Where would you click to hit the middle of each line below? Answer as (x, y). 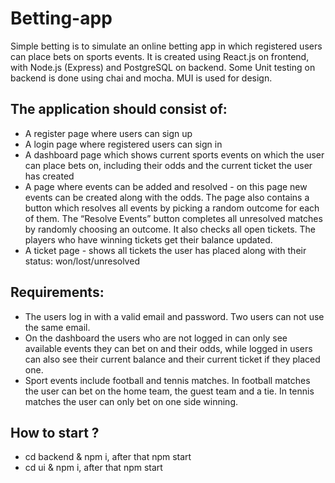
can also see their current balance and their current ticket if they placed (172, 359)
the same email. (57, 327)
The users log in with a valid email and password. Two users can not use (174, 316)
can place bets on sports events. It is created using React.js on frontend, (160, 56)
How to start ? (55, 432)
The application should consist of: (119, 109)
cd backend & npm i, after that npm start (108, 457)
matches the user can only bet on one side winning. (131, 401)
